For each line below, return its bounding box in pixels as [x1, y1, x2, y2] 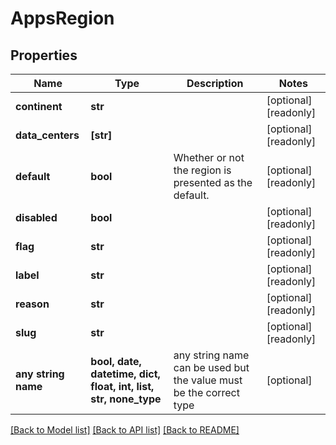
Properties [10, 47, 78, 64]
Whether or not [173, 151, 245, 164]
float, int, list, [90, 380, 155, 393]
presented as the [173, 176, 253, 189]
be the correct [173, 386, 240, 399]
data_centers [15, 128, 80, 142]
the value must [173, 373, 243, 387]
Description [186, 77, 244, 90]
